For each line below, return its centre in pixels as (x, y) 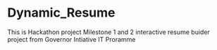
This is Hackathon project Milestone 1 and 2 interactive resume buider (108, 32)
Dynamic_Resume (61, 13)
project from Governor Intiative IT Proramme (72, 39)
